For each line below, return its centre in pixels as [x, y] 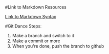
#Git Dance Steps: [23, 26]
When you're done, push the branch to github [58, 46]
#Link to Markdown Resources [36, 7]
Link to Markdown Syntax [31, 16]
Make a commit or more [36, 41]
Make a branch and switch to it [43, 36]
